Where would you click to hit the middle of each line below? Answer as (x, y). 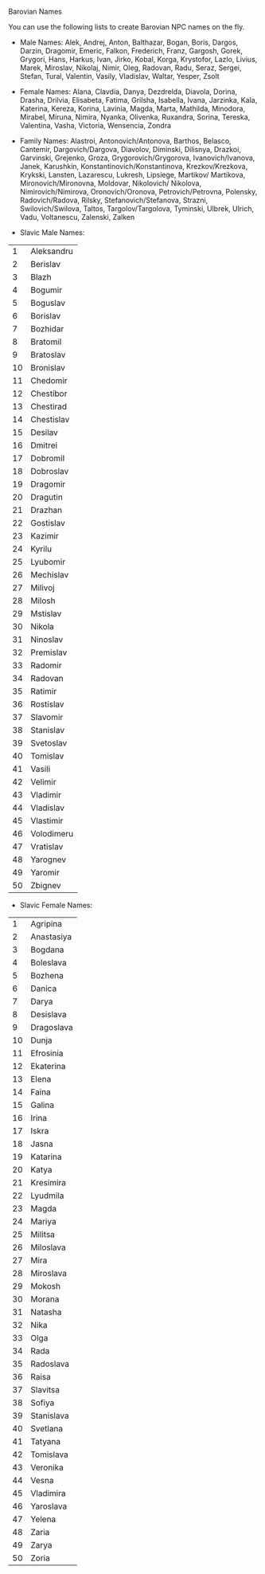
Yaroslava (49, 1506)
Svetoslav (49, 743)
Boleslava (49, 963)
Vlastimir (47, 821)
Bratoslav (48, 355)
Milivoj (43, 587)
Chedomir (49, 380)
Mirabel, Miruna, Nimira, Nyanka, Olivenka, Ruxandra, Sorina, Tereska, (135, 117)
